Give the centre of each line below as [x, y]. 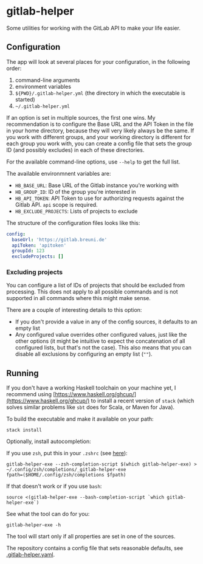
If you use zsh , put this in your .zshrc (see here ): [67, 453]
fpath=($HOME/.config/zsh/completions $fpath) [66, 475]
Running [23, 373]
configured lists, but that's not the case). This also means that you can [103, 348]
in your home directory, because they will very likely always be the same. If [100, 130]
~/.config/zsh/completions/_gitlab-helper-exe [66, 470]
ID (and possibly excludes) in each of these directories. [75, 150]
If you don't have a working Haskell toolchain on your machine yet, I [91, 388]
